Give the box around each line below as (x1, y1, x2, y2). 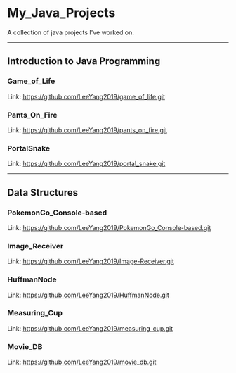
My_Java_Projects (7, 5, 116, 21)
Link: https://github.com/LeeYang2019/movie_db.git (7, 358, 157, 367)
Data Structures (7, 186, 79, 198)
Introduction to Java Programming (7, 55, 161, 68)
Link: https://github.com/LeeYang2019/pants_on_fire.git (7, 125, 167, 134)
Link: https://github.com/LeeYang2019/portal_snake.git (7, 160, 166, 168)
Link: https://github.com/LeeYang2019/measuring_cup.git (7, 324, 173, 332)
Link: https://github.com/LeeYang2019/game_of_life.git (7, 92, 166, 101)
